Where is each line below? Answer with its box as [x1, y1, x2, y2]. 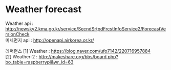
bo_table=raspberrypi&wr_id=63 [5, 59, 74, 65]
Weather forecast [5, 4, 82, 15]
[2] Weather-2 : [5, 53, 38, 59]
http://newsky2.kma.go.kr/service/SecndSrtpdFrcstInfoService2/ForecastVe [5, 25, 166, 31]
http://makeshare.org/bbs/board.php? [38, 53, 119, 59]
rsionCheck [5, 31, 30, 37]
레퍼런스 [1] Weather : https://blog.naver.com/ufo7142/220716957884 [5, 48, 151, 54]
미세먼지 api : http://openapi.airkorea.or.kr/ [5, 37, 94, 43]
